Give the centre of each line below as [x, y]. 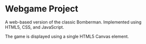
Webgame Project [42, 9]
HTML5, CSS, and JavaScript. [35, 27]
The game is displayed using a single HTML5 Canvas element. [67, 36]
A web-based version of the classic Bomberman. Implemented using [73, 22]
